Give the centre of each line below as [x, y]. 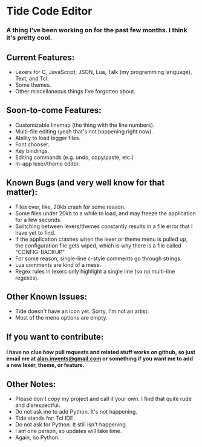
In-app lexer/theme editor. [47, 163]
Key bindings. [32, 150]
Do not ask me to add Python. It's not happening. [76, 412]
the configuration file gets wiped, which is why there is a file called [98, 245]
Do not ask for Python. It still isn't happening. [71, 425]
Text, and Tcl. [32, 78]
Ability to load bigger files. [47, 138]
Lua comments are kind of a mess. [58, 264]
